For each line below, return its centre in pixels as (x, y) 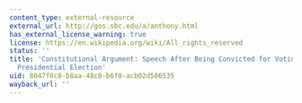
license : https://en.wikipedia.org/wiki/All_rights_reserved (126, 43)
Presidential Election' (62, 68)
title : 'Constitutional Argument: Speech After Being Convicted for (140, 59)
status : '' (30, 51)
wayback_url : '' (40, 84)
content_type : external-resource (72, 17)
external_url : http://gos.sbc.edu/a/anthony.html (104, 26)
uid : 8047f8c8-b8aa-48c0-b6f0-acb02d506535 (92, 76)
